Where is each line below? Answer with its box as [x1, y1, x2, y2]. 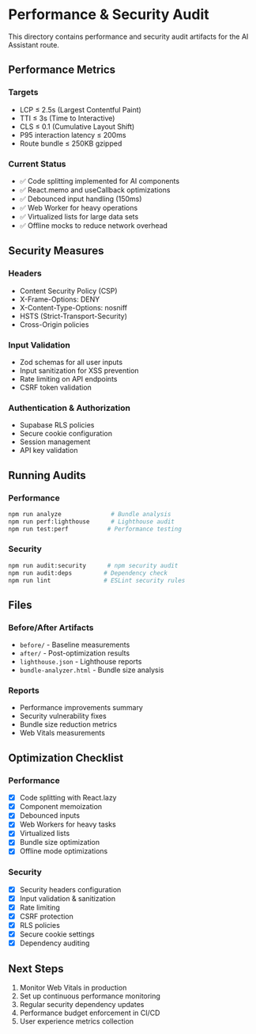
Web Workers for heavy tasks [19, 819, 116, 829]
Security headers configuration [19, 884, 122, 894]
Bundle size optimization [19, 838, 100, 847]
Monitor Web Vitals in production [19, 983, 127, 993]
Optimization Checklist [8, 751, 124, 765]
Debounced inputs [19, 811, 81, 820]
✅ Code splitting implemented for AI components [19, 176, 180, 185]
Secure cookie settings [19, 929, 95, 939]
